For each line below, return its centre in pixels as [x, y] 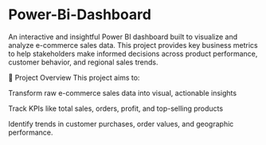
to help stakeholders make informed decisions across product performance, [133, 53]
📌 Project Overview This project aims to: [74, 77]
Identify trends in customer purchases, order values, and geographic [121, 123]
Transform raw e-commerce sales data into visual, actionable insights [123, 92]
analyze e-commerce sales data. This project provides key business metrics [133, 45]
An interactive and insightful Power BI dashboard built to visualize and [123, 37]
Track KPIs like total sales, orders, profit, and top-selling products [116, 108]
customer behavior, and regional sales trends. [83, 62]
